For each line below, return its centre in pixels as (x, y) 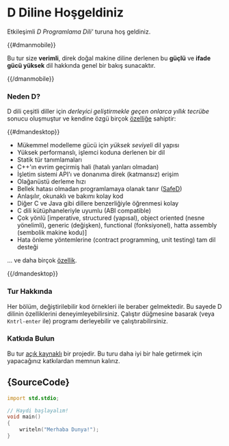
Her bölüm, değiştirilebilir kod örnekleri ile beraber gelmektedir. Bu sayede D (114, 306)
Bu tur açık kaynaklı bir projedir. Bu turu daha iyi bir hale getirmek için (105, 354)
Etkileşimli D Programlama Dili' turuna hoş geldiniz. (79, 32)
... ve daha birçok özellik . (42, 260)
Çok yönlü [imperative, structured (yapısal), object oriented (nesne (111, 218)
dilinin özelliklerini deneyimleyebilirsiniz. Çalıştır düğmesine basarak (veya (111, 314)
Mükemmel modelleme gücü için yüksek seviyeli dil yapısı (98, 145)
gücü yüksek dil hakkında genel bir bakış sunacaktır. (81, 65)
